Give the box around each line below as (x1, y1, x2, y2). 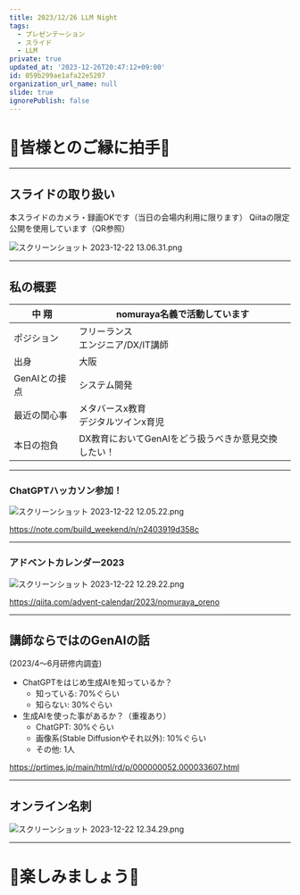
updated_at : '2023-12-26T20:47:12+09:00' (9, 63, 166, 72)
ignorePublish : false (9, 96, 90, 105)
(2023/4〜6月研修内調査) (9, 658, 103, 669)
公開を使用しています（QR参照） (9, 223, 130, 234)
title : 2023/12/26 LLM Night (9, 13, 118, 22)
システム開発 (79, 379, 133, 391)
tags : (9, 21, 29, 30)
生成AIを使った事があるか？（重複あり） (21, 711, 171, 722)
